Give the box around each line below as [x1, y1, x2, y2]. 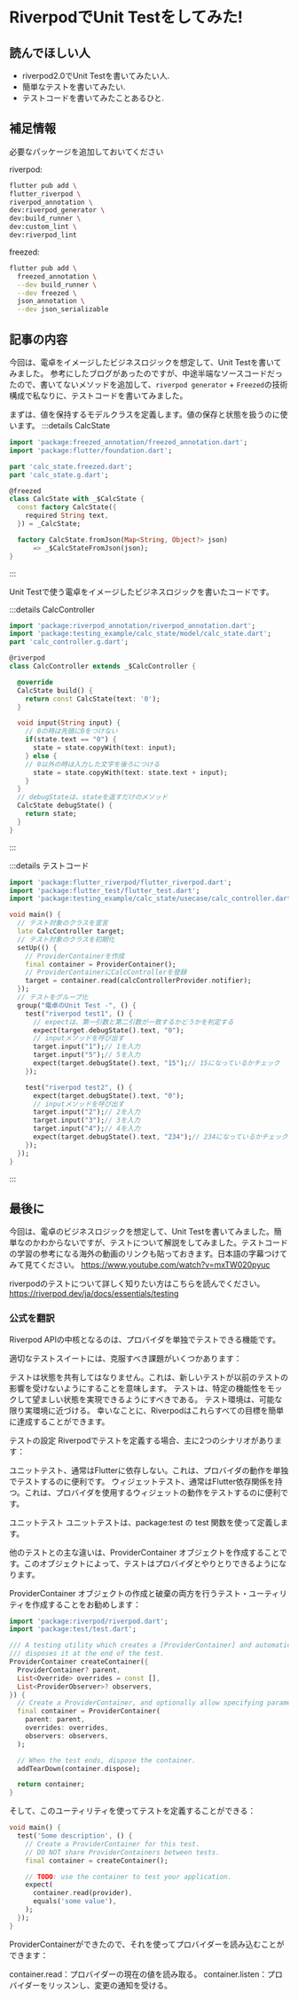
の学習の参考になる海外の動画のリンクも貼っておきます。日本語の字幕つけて [9, 1249, 288, 1259]
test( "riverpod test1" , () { [25, 1009, 133, 1018]
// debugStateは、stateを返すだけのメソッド [17, 793, 169, 802]
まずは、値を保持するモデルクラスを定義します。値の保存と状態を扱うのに [9, 409, 281, 419]
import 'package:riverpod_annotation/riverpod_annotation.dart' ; [9, 621, 255, 630]
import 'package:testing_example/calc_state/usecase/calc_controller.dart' [9, 894, 295, 904]
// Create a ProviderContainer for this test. [25, 1839, 200, 1848]
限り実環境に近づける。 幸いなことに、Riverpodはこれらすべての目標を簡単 [9, 1405, 284, 1415]
